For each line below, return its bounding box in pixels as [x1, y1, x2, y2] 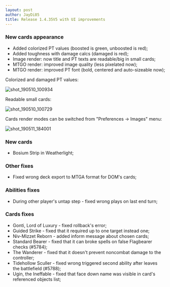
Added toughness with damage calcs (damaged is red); [12, 50, 129, 56]
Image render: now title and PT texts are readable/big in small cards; [12, 56, 156, 62]
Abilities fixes [5, 187, 40, 194]
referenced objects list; [12, 276, 61, 282]
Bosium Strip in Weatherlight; [12, 150, 74, 156]
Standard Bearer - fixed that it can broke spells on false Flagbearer [12, 238, 152, 244]
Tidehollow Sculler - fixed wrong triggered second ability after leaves [12, 260, 158, 266]
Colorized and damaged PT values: [5, 77, 79, 83]
